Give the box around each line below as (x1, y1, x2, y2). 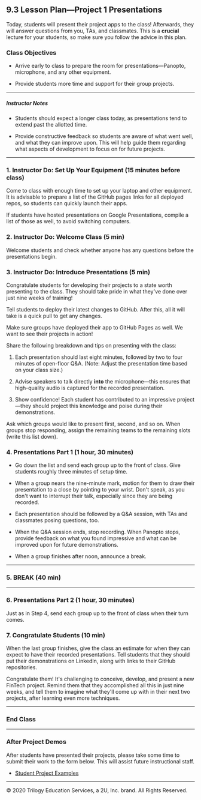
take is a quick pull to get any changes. (6, 312, 103, 319)
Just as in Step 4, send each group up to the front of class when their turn (6, 609, 188, 617)
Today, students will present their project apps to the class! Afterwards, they (6, 20, 194, 28)
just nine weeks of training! (6, 294, 73, 301)
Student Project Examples (14, 769, 79, 777)
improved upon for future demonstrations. (14, 541, 118, 549)
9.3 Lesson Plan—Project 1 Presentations (6, 5, 163, 15)
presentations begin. (6, 253, 57, 260)
